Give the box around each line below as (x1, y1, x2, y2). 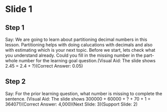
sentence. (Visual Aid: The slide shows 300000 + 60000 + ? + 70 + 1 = (5, 96, 151, 102)
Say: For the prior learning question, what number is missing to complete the (5, 91, 163, 97)
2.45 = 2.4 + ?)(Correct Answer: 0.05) (5, 63, 83, 69)
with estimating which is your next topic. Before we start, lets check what (5, 47, 156, 53)
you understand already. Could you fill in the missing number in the (5, 52, 143, 58)
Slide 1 (5, 3, 32, 15)
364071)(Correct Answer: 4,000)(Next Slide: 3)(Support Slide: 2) (5, 101, 138, 107)
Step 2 (5, 77, 26, 86)
